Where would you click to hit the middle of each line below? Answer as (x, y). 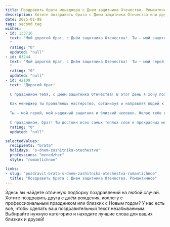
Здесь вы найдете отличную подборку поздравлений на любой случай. (83, 193)
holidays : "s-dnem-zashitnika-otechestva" (55, 150)
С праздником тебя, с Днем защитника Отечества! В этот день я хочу (83, 94)
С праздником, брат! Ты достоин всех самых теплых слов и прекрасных (84, 122)
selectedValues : (22, 141)
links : (12, 169)
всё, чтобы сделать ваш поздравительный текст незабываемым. (75, 209)
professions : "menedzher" (37, 155)
